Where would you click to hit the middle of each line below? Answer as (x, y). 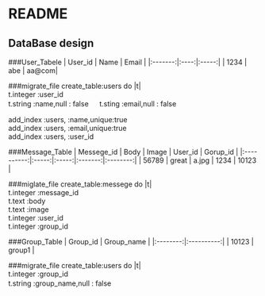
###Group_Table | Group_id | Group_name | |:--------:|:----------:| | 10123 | (131, 242)
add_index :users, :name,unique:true (68, 119)
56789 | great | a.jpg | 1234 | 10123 (200, 160)
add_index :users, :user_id (51, 136)
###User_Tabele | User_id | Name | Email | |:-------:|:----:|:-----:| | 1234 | (128, 62)
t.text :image (29, 210)
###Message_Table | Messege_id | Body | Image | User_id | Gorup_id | (123, 152)
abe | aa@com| (33, 71)
